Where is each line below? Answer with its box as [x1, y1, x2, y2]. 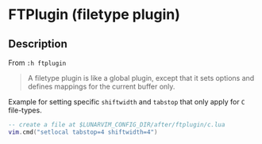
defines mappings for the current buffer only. [27, 81, 175, 91]
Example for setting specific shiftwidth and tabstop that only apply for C [8, 97, 245, 106]
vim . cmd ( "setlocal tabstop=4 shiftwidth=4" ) [8, 128, 158, 136]
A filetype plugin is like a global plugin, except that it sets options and [27, 74, 255, 82]
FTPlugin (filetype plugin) [8, 6, 181, 24]
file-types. [8, 105, 42, 115]
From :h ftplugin [8, 58, 67, 67]
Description [8, 37, 67, 51]
